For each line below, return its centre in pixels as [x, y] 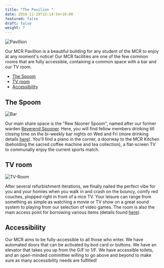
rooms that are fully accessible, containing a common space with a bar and [81, 62]
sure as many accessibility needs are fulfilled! [51, 260]
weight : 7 [15, 28]
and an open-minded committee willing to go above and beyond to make [78, 255]
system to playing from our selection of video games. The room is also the [80, 207]
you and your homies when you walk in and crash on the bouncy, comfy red [82, 191]
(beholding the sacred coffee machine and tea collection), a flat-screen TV [80, 144]
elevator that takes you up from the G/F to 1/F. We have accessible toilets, [79, 250]
